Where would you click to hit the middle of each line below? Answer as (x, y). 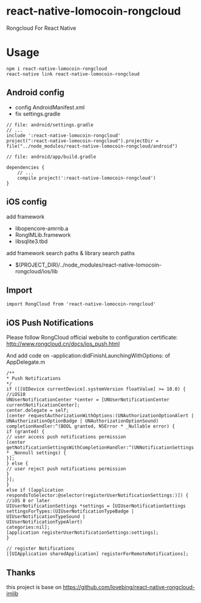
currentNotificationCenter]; (43, 405)
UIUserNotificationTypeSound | (46, 517)
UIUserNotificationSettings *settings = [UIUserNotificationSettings (96, 506)
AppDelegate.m (26, 362)
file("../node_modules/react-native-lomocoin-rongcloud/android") (92, 146)
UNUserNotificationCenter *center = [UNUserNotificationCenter (88, 400)
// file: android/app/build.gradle (51, 157)
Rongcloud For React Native (41, 28)
